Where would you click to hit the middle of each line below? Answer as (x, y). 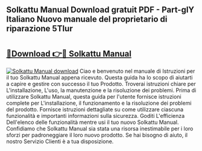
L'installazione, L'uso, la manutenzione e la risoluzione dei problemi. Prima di (101, 90)
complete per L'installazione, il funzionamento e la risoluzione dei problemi (99, 103)
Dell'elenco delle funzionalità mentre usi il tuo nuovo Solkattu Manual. (93, 122)
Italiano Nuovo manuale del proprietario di (87, 20)
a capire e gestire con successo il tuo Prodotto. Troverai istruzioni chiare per (101, 84)
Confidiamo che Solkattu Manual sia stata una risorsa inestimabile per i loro (100, 128)
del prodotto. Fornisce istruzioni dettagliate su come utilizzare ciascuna (95, 109)
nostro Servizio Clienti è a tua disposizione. (60, 141)
